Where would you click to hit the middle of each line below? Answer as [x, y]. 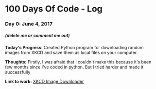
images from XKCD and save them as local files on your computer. [71, 53]
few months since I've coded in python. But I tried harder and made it [74, 67]
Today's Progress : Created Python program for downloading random [74, 48]
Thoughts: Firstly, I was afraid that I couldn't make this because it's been [78, 62]
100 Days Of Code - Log [54, 9]
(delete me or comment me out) [37, 35]
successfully [18, 72]
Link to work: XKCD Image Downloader [44, 82]
